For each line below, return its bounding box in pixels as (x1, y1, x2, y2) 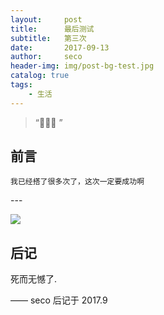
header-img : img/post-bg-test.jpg (10, 61, 155, 71)
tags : (10, 80, 33, 90)
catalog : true (10, 71, 70, 81)
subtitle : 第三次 (10, 33, 87, 43)
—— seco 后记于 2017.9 (10, 294, 108, 306)
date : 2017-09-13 (10, 42, 110, 53)
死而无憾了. (10, 273, 58, 285)
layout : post (10, 14, 83, 25)
